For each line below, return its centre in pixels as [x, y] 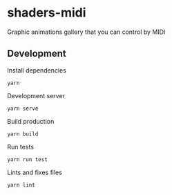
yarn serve [23, 109]
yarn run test [28, 159]
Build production [31, 121]
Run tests [21, 147]
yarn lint [21, 185]
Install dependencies [37, 70]
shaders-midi [47, 13]
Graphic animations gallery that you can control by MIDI [86, 32]
